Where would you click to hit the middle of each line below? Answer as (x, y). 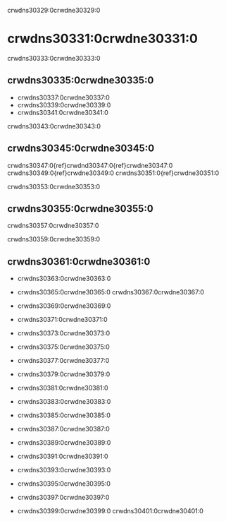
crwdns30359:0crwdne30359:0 (54, 239)
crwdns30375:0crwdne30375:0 (64, 347)
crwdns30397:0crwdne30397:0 (63, 498)
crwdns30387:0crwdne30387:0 (64, 429)
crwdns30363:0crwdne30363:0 (64, 279)
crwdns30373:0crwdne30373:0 (64, 333)
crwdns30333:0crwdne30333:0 (54, 58)
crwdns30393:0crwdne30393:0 (64, 470)
